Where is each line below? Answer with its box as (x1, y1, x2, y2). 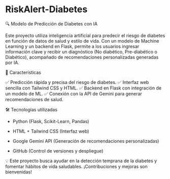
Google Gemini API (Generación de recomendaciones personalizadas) (12, 138, 159, 144)
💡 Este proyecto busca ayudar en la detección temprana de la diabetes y (5, 158, 157, 164)
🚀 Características (5, 69, 42, 75)
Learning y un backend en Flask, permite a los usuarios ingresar (5, 43, 140, 49)
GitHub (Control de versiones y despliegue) (12, 147, 104, 154)
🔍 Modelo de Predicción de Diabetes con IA (5, 20, 98, 26)
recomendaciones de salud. (5, 96, 63, 102)
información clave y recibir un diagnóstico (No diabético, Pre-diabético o (5, 48, 157, 54)
